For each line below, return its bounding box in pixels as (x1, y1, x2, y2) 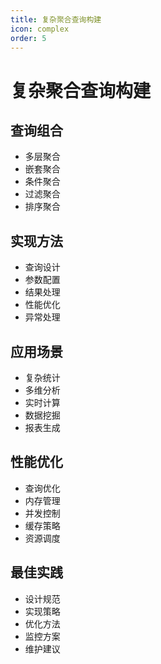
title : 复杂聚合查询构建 (10, 14, 102, 25)
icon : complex (10, 24, 70, 34)
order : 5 (10, 33, 47, 43)
